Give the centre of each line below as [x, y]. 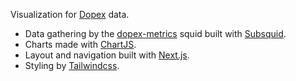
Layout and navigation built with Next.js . [107, 55]
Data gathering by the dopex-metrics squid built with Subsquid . [155, 33]
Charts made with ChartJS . [80, 44]
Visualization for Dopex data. [70, 14]
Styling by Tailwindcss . [72, 65]
